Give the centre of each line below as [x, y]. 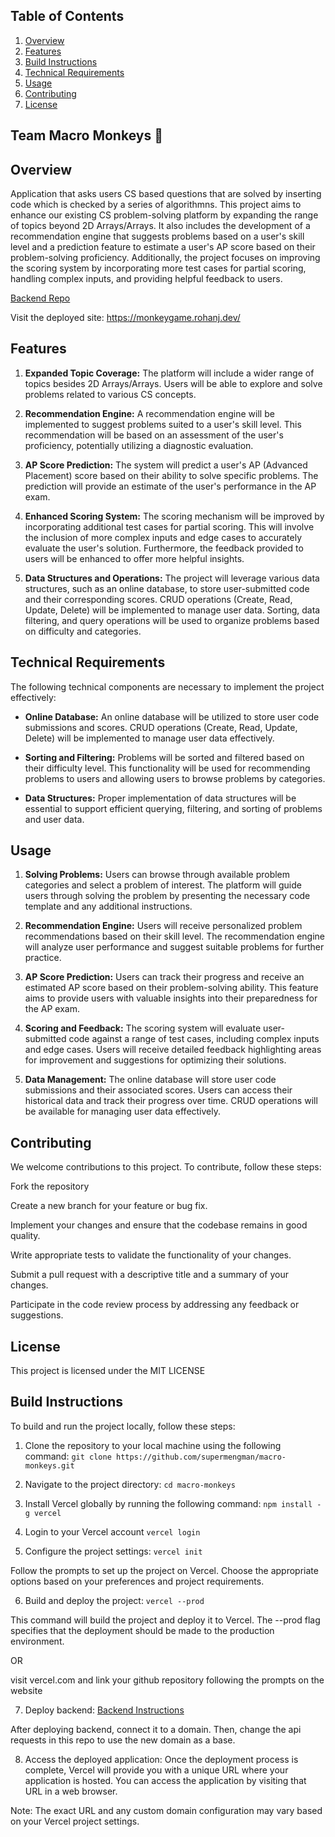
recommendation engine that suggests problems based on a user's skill [157, 236]
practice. [43, 958]
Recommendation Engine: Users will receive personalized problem [163, 926]
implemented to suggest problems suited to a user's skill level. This [163, 424]
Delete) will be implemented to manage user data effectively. [149, 738]
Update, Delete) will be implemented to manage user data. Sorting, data [172, 610]
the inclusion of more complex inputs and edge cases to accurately [163, 537]
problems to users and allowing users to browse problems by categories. [175, 778]
